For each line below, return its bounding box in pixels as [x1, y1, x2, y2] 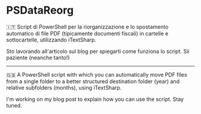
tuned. [6, 102, 22, 109]
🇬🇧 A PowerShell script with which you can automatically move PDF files [6, 71, 187, 78]
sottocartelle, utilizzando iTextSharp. [6, 36, 97, 43]
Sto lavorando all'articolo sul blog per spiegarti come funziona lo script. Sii [6, 47, 190, 55]
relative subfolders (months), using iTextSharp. [6, 84, 122, 91]
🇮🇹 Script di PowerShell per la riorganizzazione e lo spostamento [6, 23, 169, 30]
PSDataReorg [6, 4, 74, 17]
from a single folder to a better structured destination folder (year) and [6, 78, 180, 85]
